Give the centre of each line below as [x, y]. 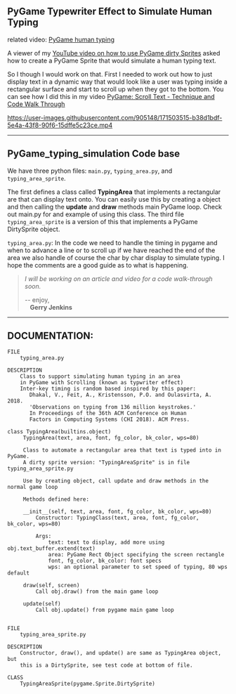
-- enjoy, [37, 300]
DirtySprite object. [34, 229]
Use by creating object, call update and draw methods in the [116, 481]
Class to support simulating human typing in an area [100, 377]
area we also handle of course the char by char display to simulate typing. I [116, 257]
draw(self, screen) [51, 586]
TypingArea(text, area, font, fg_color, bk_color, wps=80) [111, 438]
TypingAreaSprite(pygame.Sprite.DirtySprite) [88, 684]
